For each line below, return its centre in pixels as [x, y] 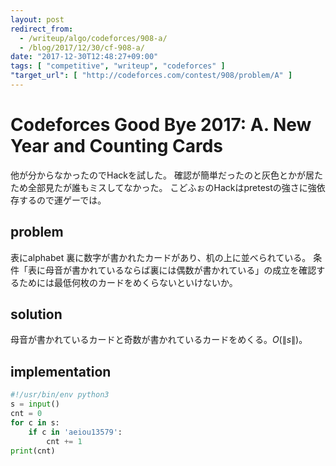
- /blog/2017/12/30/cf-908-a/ [82, 47]
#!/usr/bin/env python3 [60, 395]
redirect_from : [42, 29]
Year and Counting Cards [116, 146]
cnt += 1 [64, 441]
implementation [61, 371]
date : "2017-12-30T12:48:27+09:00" [84, 57]
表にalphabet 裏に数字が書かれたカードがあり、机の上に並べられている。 [161, 257]
